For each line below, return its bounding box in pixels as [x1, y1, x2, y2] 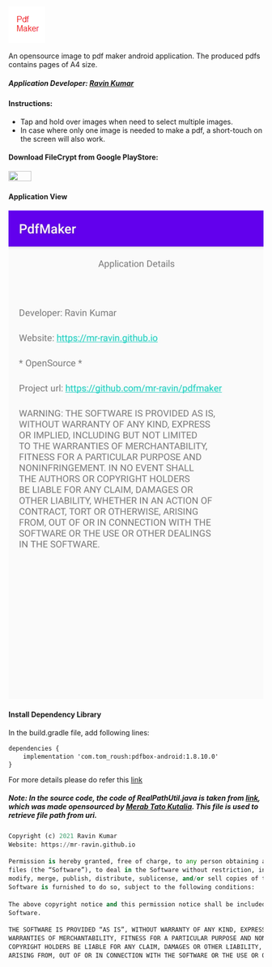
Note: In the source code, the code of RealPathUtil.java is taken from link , [8, 793, 261, 803]
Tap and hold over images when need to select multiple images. [19, 117, 233, 126]
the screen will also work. [19, 134, 106, 143]
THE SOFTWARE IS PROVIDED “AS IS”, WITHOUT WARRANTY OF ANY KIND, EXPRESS [8, 926, 266, 934]
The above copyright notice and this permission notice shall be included [8, 900, 266, 909]
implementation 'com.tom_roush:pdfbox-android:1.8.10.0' [23, 752, 219, 760]
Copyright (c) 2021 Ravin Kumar [8, 832, 117, 840]
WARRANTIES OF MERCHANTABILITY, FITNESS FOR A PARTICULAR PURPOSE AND [8, 935, 252, 943]
